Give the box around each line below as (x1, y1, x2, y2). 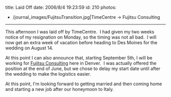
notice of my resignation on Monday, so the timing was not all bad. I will (5, 34, 157, 40)
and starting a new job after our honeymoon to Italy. (5, 86, 114, 92)
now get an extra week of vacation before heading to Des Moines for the (5, 40, 158, 45)
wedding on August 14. (5, 45, 53, 51)
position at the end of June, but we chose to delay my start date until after (5, 66, 161, 72)
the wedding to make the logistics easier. (5, 71, 91, 77)
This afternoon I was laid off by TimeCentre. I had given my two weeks (5, 29, 154, 35)
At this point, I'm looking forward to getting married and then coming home (5, 81, 162, 87)
